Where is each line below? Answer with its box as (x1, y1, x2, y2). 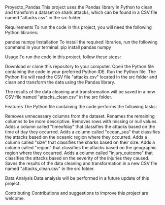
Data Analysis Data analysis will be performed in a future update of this (5, 175, 149, 181)
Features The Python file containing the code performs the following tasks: (5, 104, 157, 109)
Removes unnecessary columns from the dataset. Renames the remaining (5, 113, 155, 119)
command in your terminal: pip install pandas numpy (5, 44, 112, 50)
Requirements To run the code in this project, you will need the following (5, 24, 152, 30)
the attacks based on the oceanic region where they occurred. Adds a (5, 134, 147, 140)
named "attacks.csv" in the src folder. (5, 15, 82, 20)
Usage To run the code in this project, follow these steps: (5, 54, 121, 60)
